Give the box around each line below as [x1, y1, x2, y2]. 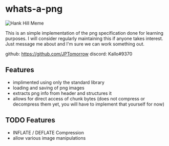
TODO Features [5, 116, 55, 124]
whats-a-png [5, 3, 63, 15]
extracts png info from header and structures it [12, 90, 112, 96]
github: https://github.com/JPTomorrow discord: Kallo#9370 [5, 51, 133, 57]
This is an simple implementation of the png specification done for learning [5, 30, 164, 36]
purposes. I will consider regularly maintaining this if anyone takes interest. [5, 35, 163, 41]
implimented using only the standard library [12, 79, 105, 85]
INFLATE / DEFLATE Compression [12, 129, 84, 136]
